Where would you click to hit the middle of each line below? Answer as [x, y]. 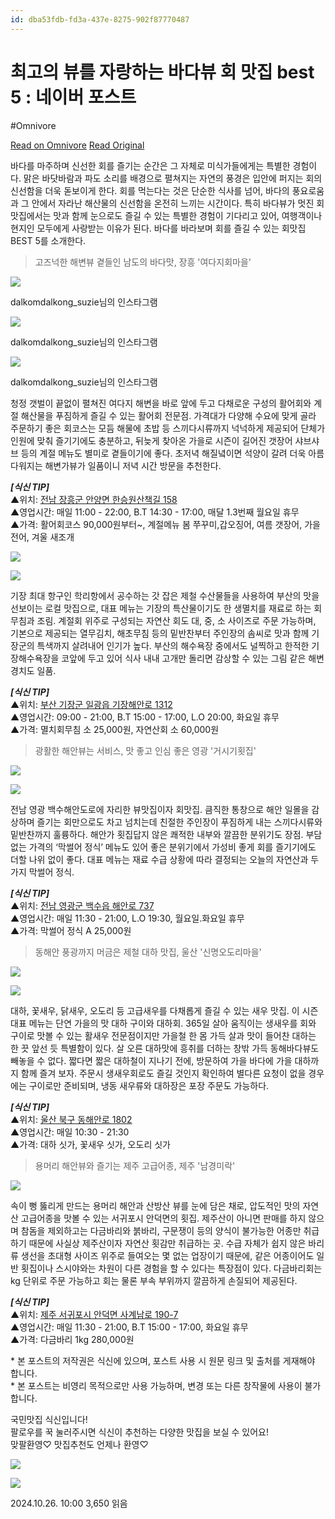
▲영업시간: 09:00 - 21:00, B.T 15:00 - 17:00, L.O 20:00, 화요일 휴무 [145, 717]
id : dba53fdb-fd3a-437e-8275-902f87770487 [100, 19]
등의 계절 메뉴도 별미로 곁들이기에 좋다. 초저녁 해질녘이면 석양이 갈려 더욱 [163, 453]
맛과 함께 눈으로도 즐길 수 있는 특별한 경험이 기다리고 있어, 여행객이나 [188, 215]
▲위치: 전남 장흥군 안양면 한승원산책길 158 [94, 499]
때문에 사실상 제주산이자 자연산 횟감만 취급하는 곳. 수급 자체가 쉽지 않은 [167, 1243]
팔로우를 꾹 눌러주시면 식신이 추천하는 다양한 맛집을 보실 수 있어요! [139, 1432]
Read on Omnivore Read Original [77, 145]
